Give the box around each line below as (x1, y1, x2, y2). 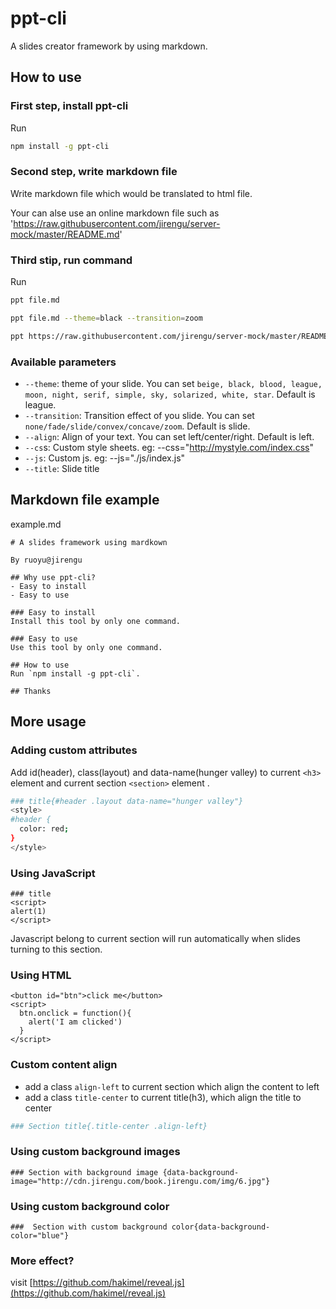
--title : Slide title (24, 463, 100, 475)
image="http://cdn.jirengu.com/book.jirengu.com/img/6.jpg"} (10, 1176, 271, 1186)
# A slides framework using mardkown (10, 537, 168, 547)
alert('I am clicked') (28, 1017, 123, 1027)
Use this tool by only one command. (10, 642, 163, 652)
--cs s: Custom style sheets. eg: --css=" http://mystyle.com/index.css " (24, 442, 314, 454)
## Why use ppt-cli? (10, 572, 97, 582)
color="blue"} (10, 1231, 70, 1241)
